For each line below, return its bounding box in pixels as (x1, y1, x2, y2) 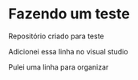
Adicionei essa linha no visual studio (8, 46, 128, 56)
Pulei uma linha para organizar (8, 62, 109, 72)
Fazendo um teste (8, 5, 130, 23)
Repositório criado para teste (8, 31, 104, 41)
